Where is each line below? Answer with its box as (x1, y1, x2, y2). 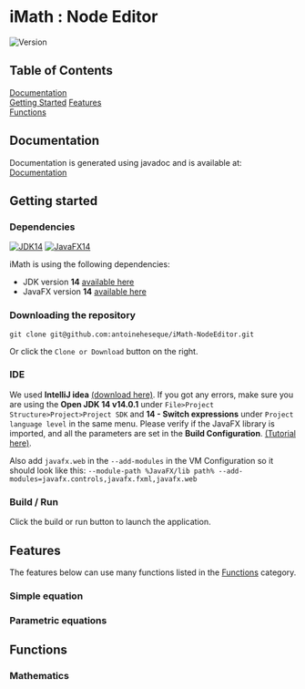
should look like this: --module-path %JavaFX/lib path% (9, 465, 215, 476)
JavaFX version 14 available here (22, 286, 147, 297)
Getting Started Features (9, 97, 102, 108)
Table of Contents (9, 63, 114, 78)
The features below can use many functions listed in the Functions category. (9, 567, 297, 578)
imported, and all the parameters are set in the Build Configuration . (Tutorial (9, 427, 296, 438)
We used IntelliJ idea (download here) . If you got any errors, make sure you (9, 389, 294, 400)
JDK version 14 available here (22, 276, 135, 288)
